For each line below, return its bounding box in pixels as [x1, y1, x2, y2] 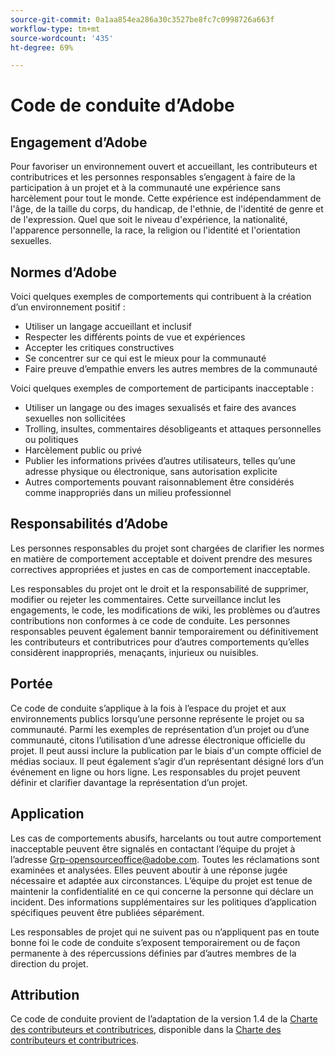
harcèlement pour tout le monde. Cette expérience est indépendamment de [10, 192, 322, 205]
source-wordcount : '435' [10, 33, 114, 43]
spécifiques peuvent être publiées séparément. [10, 906, 205, 918]
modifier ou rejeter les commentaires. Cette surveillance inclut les [10, 593, 282, 605]
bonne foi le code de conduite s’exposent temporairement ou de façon [10, 936, 301, 948]
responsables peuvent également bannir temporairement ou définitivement [10, 625, 319, 637]
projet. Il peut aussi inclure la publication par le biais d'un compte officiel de [10, 744, 322, 756]
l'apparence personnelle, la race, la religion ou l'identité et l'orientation [10, 224, 301, 236]
